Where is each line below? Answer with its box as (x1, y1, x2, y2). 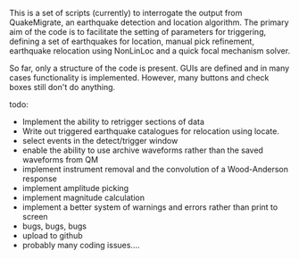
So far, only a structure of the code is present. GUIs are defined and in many (9, 63, 290, 73)
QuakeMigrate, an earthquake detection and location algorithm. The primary (9, 17, 289, 28)
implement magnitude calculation (21, 192, 145, 203)
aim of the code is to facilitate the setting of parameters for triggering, (9, 27, 267, 37)
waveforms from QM (21, 155, 99, 164)
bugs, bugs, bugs (21, 221, 87, 231)
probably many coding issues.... (21, 240, 140, 250)
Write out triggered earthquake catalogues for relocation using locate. (21, 126, 279, 137)
